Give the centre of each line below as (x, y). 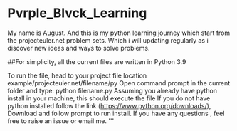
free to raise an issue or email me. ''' (61, 121)
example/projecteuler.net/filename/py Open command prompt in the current (119, 83)
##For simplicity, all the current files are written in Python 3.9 (97, 61)
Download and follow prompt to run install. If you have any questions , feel (116, 113)
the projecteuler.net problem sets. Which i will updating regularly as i (108, 40)
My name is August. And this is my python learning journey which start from (119, 33)
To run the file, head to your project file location (77, 75)
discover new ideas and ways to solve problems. (79, 48)
